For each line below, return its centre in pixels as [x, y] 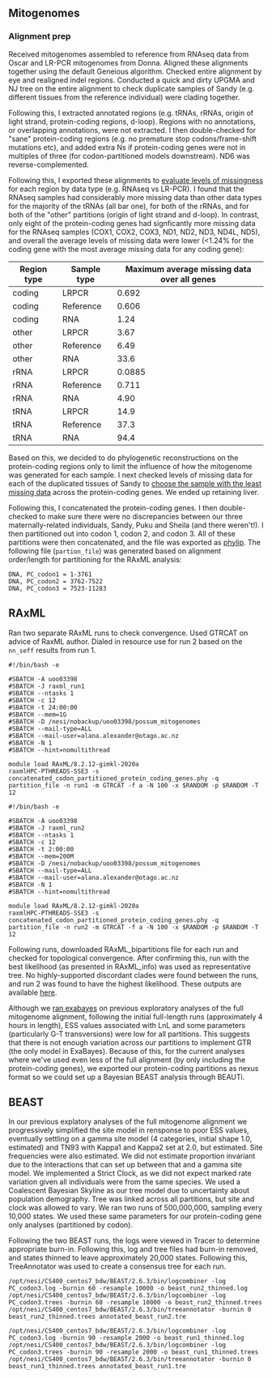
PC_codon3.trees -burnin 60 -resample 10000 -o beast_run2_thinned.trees [136, 1303]
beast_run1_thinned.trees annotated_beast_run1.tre [97, 1367]
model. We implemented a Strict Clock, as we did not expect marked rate [130, 1173]
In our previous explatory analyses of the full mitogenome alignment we [128, 1122]
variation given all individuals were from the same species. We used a [125, 1182]
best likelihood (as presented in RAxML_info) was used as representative [130, 966]
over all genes [189, 279]
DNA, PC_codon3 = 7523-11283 [57, 588]
